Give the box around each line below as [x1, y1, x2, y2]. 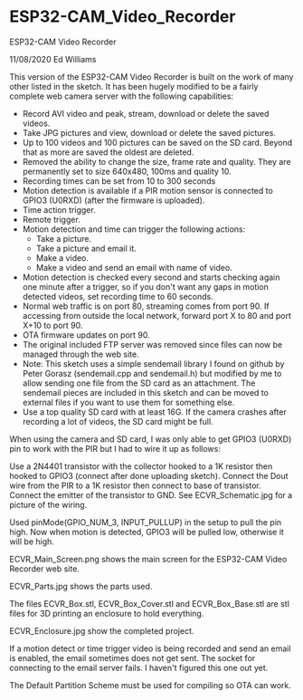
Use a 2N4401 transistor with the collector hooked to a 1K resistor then [9, 460, 273, 472]
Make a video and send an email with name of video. [35, 262, 232, 273]
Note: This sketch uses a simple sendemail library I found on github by [22, 358, 285, 369]
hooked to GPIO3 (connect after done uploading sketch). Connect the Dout [9, 470, 289, 481]
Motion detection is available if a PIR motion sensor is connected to [22, 185, 273, 196]
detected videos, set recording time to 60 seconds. [22, 291, 214, 302]
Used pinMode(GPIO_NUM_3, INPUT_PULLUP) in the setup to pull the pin [9, 516, 282, 527]
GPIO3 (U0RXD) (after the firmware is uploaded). [22, 195, 205, 206]
